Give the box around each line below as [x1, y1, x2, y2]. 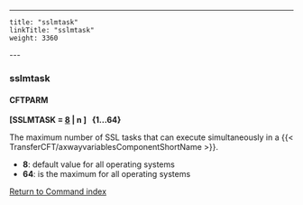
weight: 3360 [9, 33, 59, 42]
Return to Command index [9, 186, 106, 197]
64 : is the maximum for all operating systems [22, 169, 191, 180]
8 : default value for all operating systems [22, 159, 176, 170]
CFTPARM [9, 94, 49, 105]
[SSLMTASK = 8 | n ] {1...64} [9, 115, 122, 126]
